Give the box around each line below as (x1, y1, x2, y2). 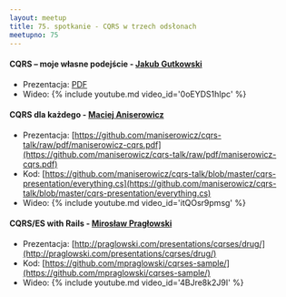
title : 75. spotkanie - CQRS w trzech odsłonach (9, 22, 197, 31)
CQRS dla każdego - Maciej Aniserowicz (9, 109, 164, 120)
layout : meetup (9, 13, 67, 23)
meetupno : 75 (9, 30, 59, 39)
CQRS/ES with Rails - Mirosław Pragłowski (9, 218, 173, 229)
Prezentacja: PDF (22, 78, 88, 89)
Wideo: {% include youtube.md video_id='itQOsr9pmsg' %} (22, 197, 247, 208)
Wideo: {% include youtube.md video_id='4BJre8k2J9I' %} (22, 277, 244, 288)
